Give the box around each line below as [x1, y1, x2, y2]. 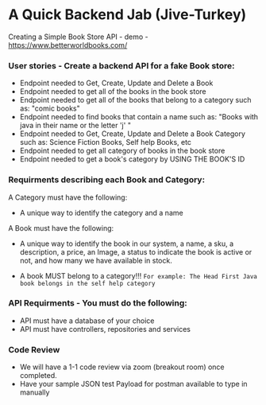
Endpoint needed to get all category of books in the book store [19, 146, 226, 156]
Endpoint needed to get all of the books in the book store [19, 87, 206, 96]
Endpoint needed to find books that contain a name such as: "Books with [19, 112, 259, 122]
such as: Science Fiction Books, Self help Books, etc [19, 138, 192, 147]
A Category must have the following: [8, 193, 128, 202]
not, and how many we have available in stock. [19, 255, 172, 265]
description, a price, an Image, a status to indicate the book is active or [19, 247, 253, 256]
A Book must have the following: [8, 223, 114, 232]
